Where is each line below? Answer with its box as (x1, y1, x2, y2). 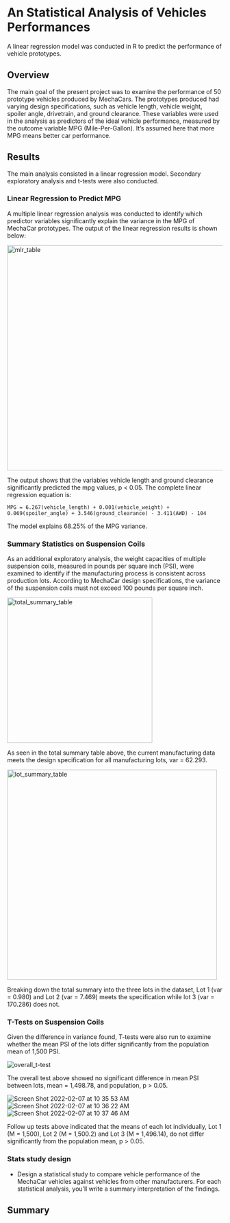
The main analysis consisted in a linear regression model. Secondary (7, 170, 201, 178)
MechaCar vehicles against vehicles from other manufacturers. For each (16, 1177, 221, 1185)
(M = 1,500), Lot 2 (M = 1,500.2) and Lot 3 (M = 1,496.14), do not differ (7, 1130, 205, 1138)
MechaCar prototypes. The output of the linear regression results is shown (7, 224, 218, 232)
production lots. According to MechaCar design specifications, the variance (7, 577, 220, 585)
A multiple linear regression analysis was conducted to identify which (7, 209, 203, 218)
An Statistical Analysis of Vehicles (7, 5, 207, 21)
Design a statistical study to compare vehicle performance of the (16, 1169, 201, 1178)
